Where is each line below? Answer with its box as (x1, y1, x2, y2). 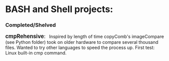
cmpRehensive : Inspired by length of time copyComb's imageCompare (5, 33, 164, 40)
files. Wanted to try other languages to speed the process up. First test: (5, 44, 155, 51)
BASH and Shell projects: (5, 4, 114, 15)
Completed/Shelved (5, 22, 56, 29)
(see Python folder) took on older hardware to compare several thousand (5, 39, 159, 45)
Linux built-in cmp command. (5, 50, 67, 56)
